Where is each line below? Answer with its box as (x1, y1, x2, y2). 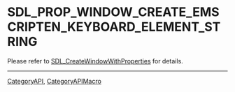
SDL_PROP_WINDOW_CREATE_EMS (7, 4, 220, 20)
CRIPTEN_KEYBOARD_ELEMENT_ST (7, 19, 221, 35)
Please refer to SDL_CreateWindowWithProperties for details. (7, 56, 183, 65)
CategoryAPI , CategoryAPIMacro (7, 77, 101, 85)
